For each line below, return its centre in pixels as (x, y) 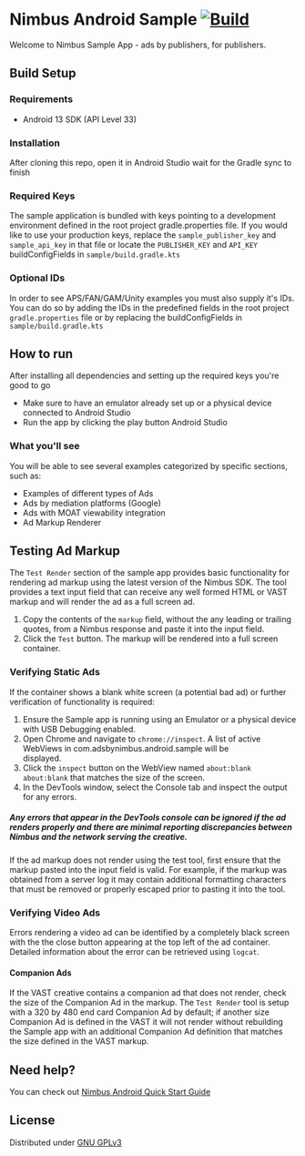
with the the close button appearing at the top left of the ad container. (140, 942)
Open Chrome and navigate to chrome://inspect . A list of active (142, 739)
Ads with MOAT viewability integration (94, 512)
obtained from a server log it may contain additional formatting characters (148, 879)
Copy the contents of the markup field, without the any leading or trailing (157, 619)
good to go (30, 385)
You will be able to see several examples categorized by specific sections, (149, 465)
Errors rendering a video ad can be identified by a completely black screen (149, 932)
